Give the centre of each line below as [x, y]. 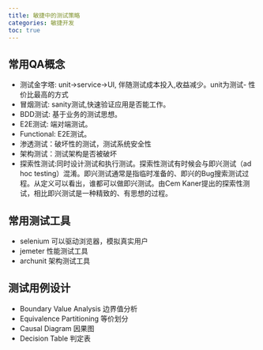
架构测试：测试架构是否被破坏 [68, 154]
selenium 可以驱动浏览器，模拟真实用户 [84, 241]
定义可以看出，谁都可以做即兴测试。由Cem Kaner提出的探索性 [142, 183]
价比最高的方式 [44, 95]
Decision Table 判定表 [55, 338]
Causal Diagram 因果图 [57, 328]
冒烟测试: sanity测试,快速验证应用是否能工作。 [95, 104]
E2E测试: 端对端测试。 [56, 124]
